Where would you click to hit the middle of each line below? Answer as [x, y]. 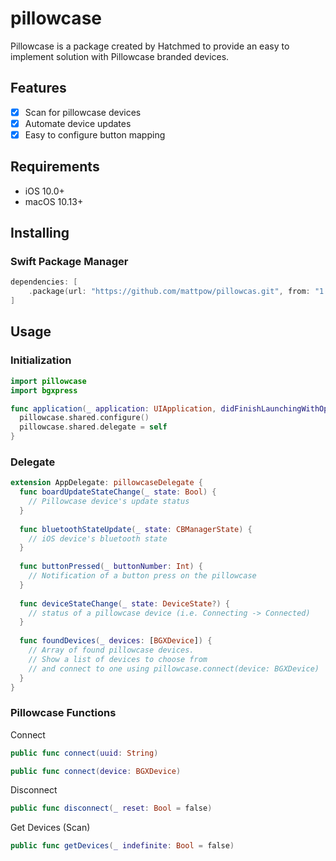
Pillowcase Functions [63, 713]
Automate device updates [78, 123]
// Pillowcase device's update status [109, 502]
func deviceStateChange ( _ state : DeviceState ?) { [124, 603]
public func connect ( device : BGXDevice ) [96, 771]
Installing [40, 233]
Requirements [55, 167]
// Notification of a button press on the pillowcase [142, 576]
